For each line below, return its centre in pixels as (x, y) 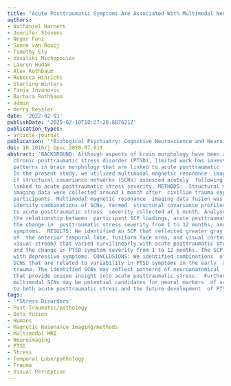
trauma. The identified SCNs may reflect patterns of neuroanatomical (117, 269)
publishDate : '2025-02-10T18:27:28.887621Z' (72, 122)
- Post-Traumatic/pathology (47, 308)
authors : (20, 20)
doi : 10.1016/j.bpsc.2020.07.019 (55, 148)
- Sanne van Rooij (33, 45)
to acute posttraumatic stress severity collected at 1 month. (107, 212)
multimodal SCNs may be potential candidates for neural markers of (115, 282)
